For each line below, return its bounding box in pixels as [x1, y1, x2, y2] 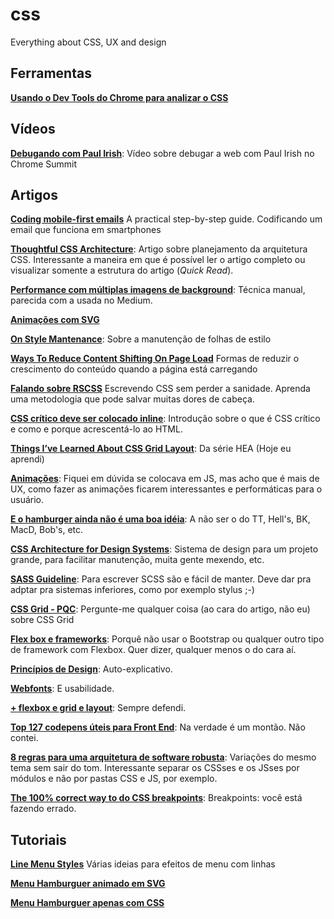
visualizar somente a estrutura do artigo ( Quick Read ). [10, 264, 234, 277]
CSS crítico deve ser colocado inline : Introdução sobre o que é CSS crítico [10, 413, 321, 425]
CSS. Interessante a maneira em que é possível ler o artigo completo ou [10, 254, 306, 266]
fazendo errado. [10, 803, 77, 815]
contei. [10, 732, 39, 744]
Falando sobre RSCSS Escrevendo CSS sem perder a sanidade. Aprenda [10, 383, 311, 395]
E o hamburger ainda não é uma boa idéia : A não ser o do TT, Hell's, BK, [10, 513, 311, 525]
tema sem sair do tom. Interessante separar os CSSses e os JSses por [10, 762, 300, 774]
